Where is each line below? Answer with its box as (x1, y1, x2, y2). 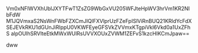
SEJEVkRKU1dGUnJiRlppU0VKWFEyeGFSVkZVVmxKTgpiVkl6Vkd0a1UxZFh (6, 24, 191, 31)
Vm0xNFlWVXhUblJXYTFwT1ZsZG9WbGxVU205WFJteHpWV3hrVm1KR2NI (6, 5, 190, 12)
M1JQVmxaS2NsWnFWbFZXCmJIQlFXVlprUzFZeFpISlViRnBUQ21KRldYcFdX (6, 18, 192, 24)
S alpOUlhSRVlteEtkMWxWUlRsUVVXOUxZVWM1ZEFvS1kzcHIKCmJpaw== (6, 30, 190, 37)
